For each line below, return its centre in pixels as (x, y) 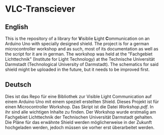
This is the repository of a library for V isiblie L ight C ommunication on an (77, 38)
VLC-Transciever (40, 9)
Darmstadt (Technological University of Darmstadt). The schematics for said (82, 64)
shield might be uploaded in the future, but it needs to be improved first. (77, 69)
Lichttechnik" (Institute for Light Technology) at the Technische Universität (80, 59)
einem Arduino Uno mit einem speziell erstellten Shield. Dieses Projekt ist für (82, 101)
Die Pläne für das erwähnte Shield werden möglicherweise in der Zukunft (79, 122)
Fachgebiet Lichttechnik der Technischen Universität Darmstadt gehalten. (79, 117)
